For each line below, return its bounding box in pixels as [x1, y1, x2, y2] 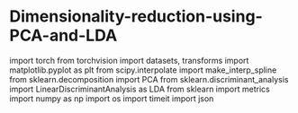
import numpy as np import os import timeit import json [9, 92, 214, 104]
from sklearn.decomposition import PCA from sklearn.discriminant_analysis [9, 74, 289, 84]
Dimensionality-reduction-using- [9, 6, 263, 27]
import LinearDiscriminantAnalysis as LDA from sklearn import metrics [9, 83, 270, 94]
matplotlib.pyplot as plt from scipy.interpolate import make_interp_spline [9, 65, 277, 75]
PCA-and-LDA [9, 25, 118, 46]
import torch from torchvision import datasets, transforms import [9, 55, 249, 65]
